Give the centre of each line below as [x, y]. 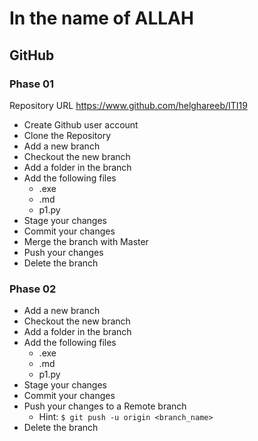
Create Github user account [81, 124]
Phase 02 [33, 289]
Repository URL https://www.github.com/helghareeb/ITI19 [128, 105]
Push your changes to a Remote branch [105, 406]
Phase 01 [32, 84]
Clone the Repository [67, 135]
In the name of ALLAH [101, 18]
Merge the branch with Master [86, 241]
